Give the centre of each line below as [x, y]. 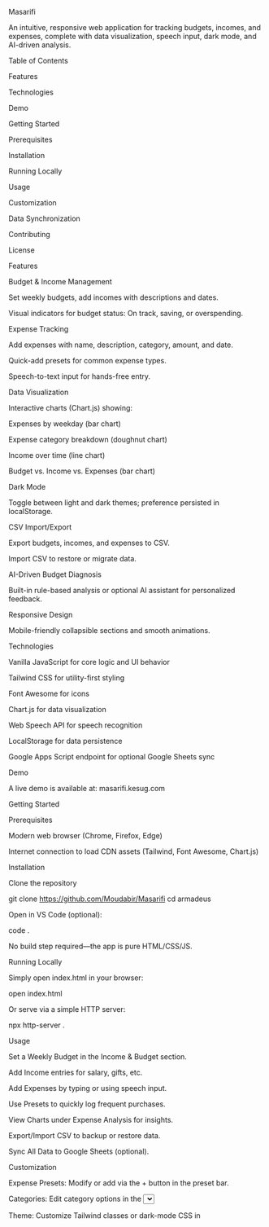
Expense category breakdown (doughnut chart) [88, 440]
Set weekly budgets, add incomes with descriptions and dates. [114, 297]
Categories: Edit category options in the [75, 1198]
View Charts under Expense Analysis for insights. [91, 1120]
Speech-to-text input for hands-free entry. [80, 376]
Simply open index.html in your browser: [76, 978]
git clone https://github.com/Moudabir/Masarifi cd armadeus [110, 899]
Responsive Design [41, 615]
